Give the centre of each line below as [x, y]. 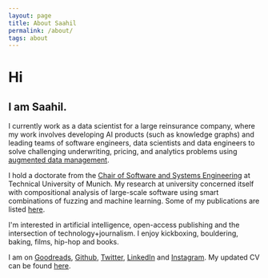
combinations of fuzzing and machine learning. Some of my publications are [134, 201]
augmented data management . [59, 160]
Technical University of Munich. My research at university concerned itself [131, 184]
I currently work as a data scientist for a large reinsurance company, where [132, 126]
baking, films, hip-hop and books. [64, 242]
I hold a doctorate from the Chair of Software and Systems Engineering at [129, 176]
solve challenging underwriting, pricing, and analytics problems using [123, 152]
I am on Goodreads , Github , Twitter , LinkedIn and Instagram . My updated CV [134, 257]
